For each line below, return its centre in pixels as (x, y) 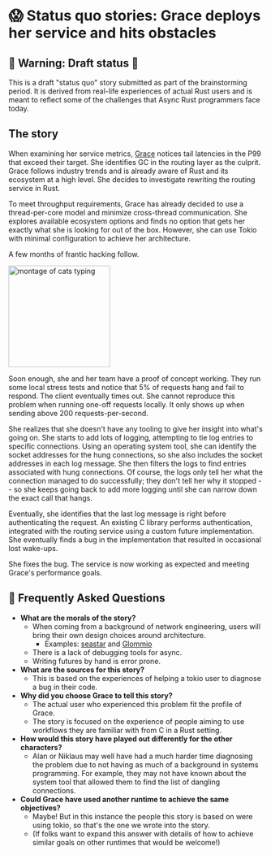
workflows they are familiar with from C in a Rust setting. (127, 730)
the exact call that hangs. (51, 497)
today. (19, 109)
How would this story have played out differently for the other (126, 739)
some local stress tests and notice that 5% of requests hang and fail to (127, 387)
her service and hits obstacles (112, 33)
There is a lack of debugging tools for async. (107, 652)
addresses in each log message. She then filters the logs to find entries (127, 463)
